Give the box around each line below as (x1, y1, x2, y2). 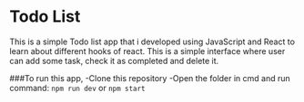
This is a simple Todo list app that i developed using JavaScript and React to (9, 36, 296, 47)
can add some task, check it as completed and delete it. (9, 55, 219, 66)
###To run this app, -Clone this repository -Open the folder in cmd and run (9, 72, 291, 83)
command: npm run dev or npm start (9, 82, 146, 93)
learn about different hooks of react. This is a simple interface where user (9, 45, 286, 56)
